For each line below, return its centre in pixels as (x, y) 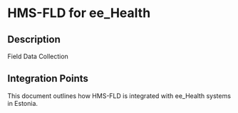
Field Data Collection (38, 56)
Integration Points (48, 79)
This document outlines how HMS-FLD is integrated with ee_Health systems (119, 96)
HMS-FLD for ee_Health (79, 13)
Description (34, 39)
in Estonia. (22, 103)
